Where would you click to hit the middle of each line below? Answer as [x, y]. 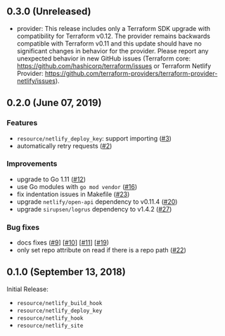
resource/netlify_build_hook [59, 303]
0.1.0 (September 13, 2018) [66, 272]
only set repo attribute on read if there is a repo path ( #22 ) [102, 250]
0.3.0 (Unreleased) [49, 12]
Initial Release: [27, 289]
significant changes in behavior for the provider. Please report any [112, 51]
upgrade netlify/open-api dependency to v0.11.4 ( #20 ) [97, 201]
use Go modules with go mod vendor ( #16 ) [77, 186]
